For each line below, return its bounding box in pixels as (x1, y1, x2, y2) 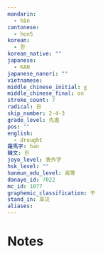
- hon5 (13, 30, 33, 38)
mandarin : (7, 10, 37, 18)
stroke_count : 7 (7, 97, 55, 104)
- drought (13, 136, 43, 143)
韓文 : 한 (7, 150, 30, 157)
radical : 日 (7, 103, 42, 110)
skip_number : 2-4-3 (7, 110, 65, 117)
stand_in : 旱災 (7, 196, 50, 203)
